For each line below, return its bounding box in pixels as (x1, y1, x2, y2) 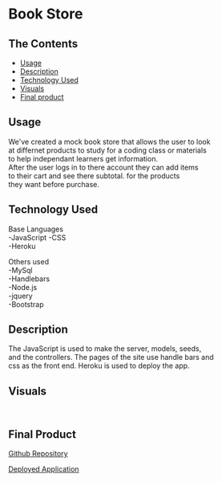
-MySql (8, 265, 33, 275)
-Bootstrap (8, 299, 44, 309)
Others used (8, 256, 50, 266)
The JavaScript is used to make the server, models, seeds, (8, 344, 202, 353)
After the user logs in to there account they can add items (8, 162, 199, 172)
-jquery (8, 291, 34, 300)
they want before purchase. (8, 179, 100, 189)
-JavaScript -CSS (8, 232, 67, 242)
